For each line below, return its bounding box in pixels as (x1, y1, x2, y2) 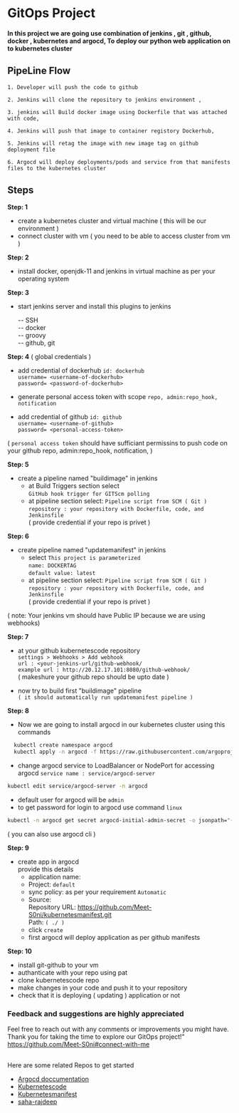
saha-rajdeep (17, 1097, 58, 1106)
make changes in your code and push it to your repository (17, 983, 188, 992)
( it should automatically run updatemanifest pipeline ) (17, 694, 193, 701)
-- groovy (17, 331, 46, 340)
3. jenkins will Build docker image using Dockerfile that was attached (7, 108, 228, 115)
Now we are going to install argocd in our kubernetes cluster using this (17, 720, 225, 729)
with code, (7, 115, 40, 122)
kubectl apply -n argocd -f (14, 748, 97, 756)
